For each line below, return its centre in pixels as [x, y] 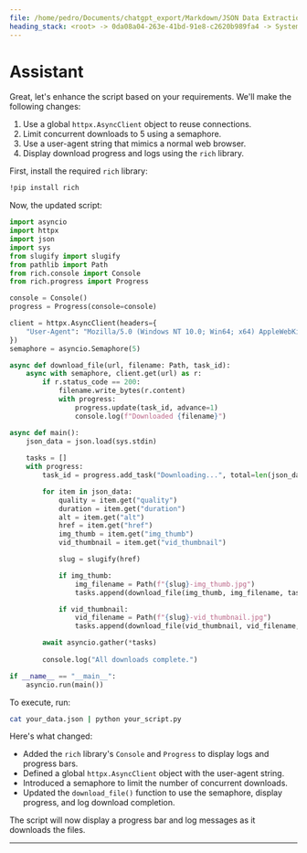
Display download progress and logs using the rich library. [133, 154]
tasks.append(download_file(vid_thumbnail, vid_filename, [187, 626]
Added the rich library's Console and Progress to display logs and [146, 754]
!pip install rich [44, 188]
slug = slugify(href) [100, 560]
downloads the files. [48, 830]
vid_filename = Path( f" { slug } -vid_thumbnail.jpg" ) [173, 618]
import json [32, 240]
